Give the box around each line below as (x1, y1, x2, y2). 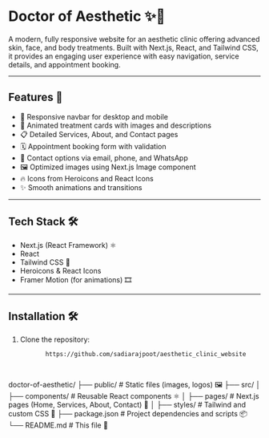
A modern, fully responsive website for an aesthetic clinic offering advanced (8, 34, 260, 43)
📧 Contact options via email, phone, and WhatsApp (19, 152, 188, 163)
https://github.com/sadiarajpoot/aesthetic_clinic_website (45, 351, 247, 359)
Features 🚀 (8, 91, 63, 104)
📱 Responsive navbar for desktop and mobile (19, 112, 168, 121)
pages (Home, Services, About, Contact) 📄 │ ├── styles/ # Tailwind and (8, 400, 247, 410)
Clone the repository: (19, 335, 90, 344)
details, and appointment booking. (8, 59, 122, 69)
